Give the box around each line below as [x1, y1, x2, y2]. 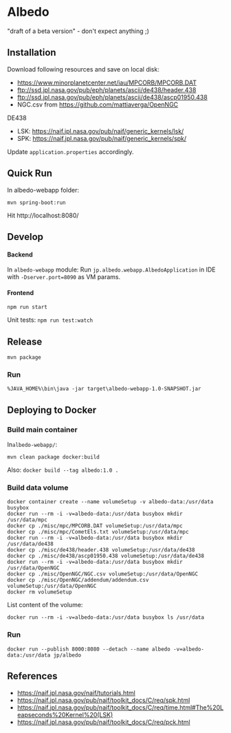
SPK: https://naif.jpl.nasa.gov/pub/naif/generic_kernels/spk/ [16, 134, 187, 142]
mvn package [7, 354, 41, 361]
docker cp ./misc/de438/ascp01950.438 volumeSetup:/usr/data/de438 [7, 553, 205, 560]
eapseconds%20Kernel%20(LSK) [16, 710, 113, 719]
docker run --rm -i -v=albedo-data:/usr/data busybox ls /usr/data [7, 614, 205, 621]
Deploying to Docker [7, 404, 97, 416]
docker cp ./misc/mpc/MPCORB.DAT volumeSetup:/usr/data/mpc [7, 523, 184, 529]
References [7, 670, 58, 682]
